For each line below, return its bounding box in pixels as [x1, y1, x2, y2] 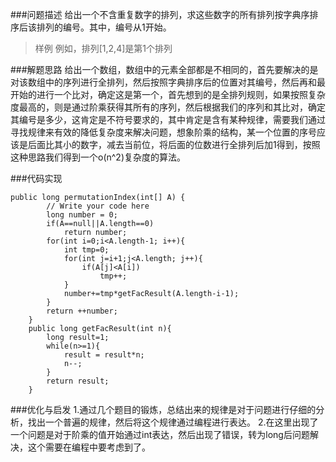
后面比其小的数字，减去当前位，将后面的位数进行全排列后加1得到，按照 [27, 139, 321, 150]
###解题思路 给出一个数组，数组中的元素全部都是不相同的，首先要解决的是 [10, 64, 319, 75]
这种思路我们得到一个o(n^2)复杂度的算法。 [10, 151, 187, 163]
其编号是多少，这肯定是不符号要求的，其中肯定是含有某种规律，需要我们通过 [10, 114, 326, 125]
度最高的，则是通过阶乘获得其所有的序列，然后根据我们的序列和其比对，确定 [10, 101, 326, 113]
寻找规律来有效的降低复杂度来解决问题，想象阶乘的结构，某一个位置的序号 [10, 126, 317, 138]
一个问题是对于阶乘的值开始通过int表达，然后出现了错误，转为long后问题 [10, 429, 310, 440]
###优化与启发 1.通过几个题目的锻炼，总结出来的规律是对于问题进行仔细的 [10, 404, 317, 415]
